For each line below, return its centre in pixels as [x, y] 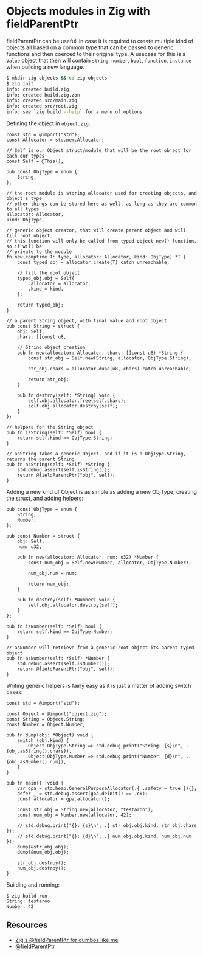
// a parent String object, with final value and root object [87, 321]
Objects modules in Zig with [78, 11]
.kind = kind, [46, 289]
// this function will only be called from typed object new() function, [102, 241]
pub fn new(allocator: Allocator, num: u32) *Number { [88, 558]
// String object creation [51, 348]
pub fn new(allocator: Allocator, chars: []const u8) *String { [100, 353]
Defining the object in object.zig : [48, 123]
